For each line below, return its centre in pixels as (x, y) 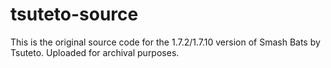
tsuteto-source (74, 14)
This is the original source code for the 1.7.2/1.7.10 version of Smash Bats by (165, 42)
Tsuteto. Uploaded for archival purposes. (95, 52)
